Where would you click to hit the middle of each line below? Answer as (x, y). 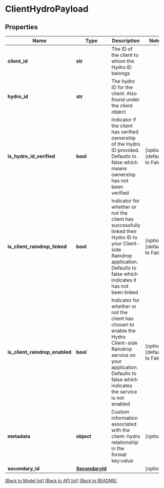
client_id (18, 61)
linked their (124, 231)
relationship (125, 442)
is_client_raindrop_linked (37, 246)
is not (118, 398)
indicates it (124, 280)
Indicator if (124, 120)
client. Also (124, 93)
